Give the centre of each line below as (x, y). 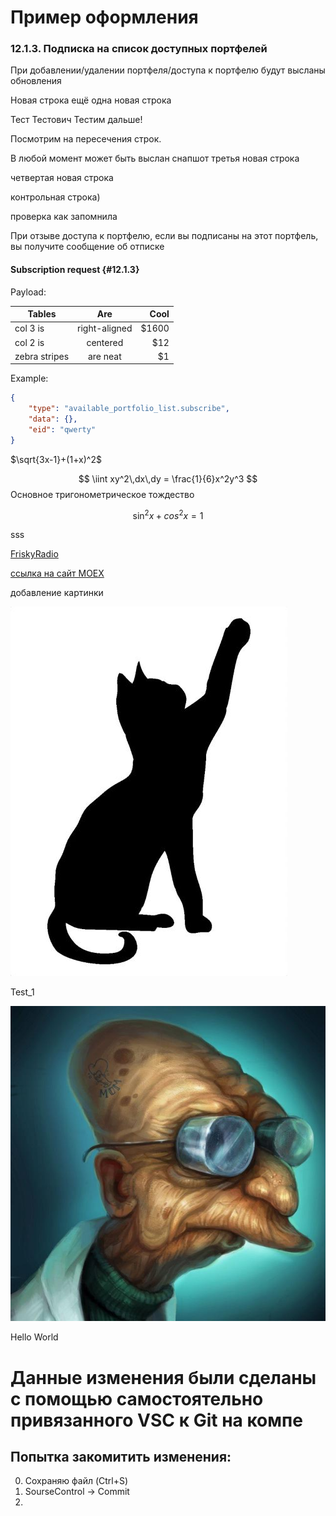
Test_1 (22, 992)
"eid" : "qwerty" (62, 430)
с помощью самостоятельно (137, 1398)
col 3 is (29, 328)
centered (105, 342)
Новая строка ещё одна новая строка (91, 100)
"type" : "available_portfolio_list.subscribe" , (129, 409)
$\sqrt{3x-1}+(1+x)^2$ (56, 459)
